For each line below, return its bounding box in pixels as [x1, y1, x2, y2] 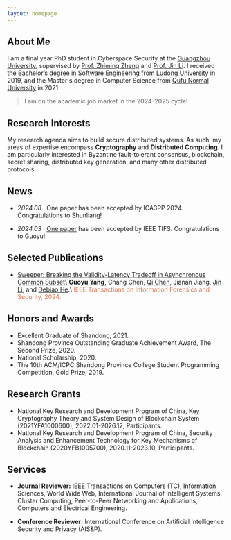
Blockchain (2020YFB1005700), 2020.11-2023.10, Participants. [17, 444, 195, 452]
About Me [7, 36, 50, 48]
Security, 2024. [17, 292, 62, 301]
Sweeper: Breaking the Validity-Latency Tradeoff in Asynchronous [17, 270, 206, 278]
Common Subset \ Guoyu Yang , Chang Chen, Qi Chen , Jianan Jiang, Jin [17, 278, 222, 286]
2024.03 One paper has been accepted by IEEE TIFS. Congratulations [17, 225, 220, 233]
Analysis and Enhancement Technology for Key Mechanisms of [17, 436, 198, 444]
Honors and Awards [7, 313, 95, 325]
